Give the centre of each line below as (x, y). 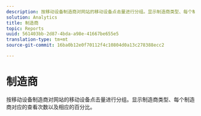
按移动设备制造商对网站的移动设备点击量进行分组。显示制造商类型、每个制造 (100, 99)
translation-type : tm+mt (37, 39)
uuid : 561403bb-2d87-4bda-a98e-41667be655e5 (63, 34)
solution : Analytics (32, 17)
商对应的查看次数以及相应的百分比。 (51, 107)
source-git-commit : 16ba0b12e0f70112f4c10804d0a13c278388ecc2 (85, 45)
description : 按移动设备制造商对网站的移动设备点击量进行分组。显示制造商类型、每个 (99, 12)
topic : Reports (25, 28)
